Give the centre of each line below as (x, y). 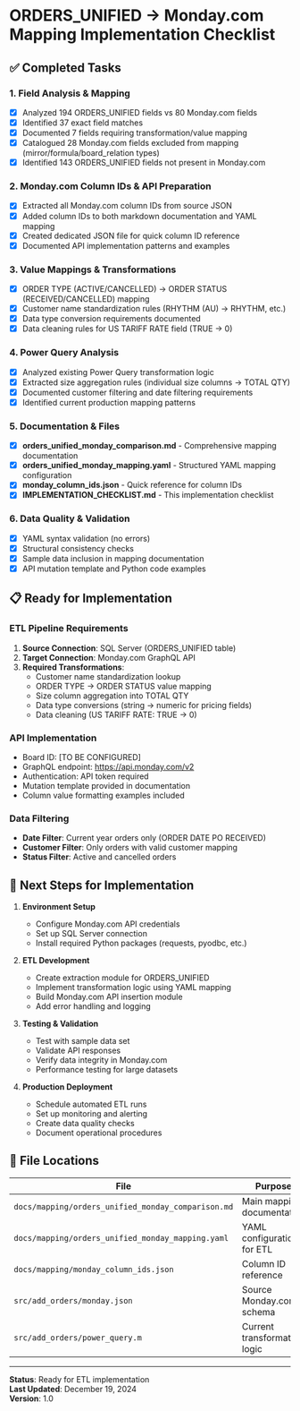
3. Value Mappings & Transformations (93, 269)
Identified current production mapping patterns (109, 402)
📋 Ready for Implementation (91, 599)
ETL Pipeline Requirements (69, 629)
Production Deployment (67, 1087)
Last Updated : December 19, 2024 (73, 1389)
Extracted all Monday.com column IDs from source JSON (127, 206)
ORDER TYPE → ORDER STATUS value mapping (123, 686)
